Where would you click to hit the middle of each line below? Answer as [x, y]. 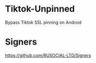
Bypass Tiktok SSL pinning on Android [43, 22]
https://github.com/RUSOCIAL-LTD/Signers [48, 55]
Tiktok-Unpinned [40, 9]
